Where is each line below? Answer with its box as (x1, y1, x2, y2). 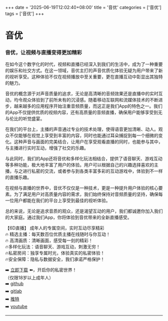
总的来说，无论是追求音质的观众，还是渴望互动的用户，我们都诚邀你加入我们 (5, 208, 163, 214)
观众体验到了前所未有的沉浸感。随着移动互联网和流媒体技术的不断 (22, 97, 158, 103)
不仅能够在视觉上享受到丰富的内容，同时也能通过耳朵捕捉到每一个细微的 (9, 132, 158, 138)
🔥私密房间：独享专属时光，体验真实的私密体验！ (5, 250, 105, 256)
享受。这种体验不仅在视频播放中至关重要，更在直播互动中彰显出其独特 (18, 74, 163, 80)
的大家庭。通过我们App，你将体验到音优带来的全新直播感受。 (5, 214, 132, 220)
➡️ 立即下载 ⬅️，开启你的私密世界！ (5, 267, 77, 273)
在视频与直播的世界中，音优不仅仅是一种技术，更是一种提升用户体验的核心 (5, 185, 158, 191)
